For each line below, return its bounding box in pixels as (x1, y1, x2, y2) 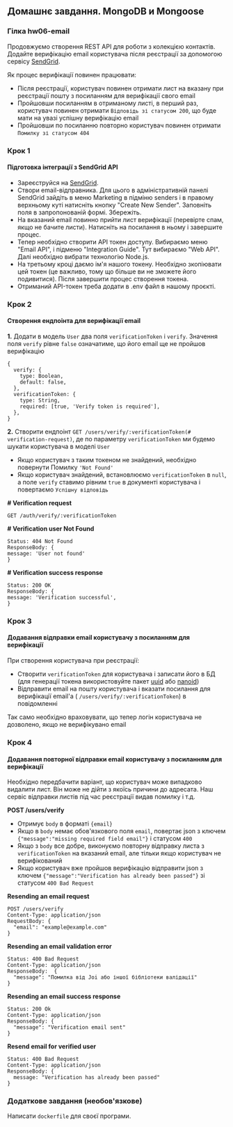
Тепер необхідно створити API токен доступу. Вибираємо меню (17, 237, 208, 246)
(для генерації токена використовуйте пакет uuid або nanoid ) (17, 677, 200, 686)
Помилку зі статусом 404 (17, 129, 90, 136)
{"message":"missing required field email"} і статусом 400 (17, 835, 193, 843)
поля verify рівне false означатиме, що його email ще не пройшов (7, 339, 206, 347)
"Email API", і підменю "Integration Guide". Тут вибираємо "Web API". (17, 245, 220, 253)
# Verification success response (7, 568, 103, 576)
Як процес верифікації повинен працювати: (7, 70, 137, 79)
